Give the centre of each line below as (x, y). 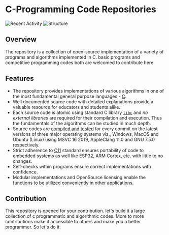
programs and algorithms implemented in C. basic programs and (73, 57)
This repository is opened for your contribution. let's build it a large (75, 211)
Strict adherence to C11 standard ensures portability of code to (78, 150)
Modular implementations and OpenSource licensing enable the (79, 177)
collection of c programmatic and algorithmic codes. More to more (75, 216)
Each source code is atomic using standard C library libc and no (80, 112)
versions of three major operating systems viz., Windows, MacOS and (86, 134)
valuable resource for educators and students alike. (66, 107)
